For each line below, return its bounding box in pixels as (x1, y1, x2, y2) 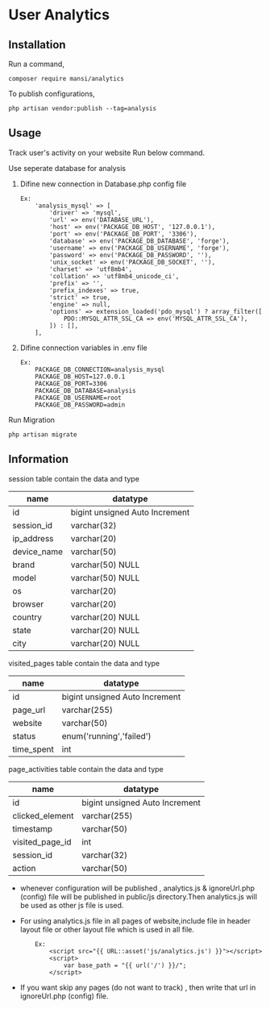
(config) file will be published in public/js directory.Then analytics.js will (19, 891, 258, 901)
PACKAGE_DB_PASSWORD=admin (35, 401, 126, 409)
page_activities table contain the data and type (8, 764, 164, 773)
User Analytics (8, 6, 110, 24)
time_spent (12, 744, 55, 755)
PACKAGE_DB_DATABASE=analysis (35, 386, 136, 394)
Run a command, (8, 59, 64, 69)
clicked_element (12, 810, 74, 821)
